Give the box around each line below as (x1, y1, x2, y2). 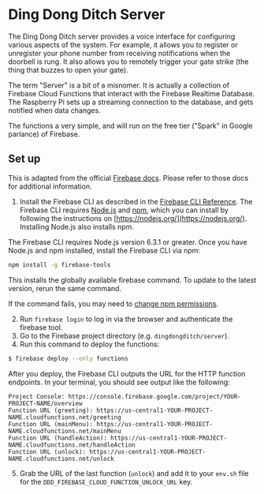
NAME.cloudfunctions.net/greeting (8, 413, 122, 421)
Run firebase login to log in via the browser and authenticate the (19, 314, 233, 324)
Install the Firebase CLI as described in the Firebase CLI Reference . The (19, 196, 253, 206)
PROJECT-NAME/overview (8, 399, 83, 407)
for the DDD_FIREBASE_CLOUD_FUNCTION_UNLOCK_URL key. (19, 477, 193, 486)
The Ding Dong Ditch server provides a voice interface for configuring (8, 32, 236, 41)
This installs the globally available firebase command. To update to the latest (8, 275, 257, 285)
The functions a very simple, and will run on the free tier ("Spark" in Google (8, 121, 254, 130)
